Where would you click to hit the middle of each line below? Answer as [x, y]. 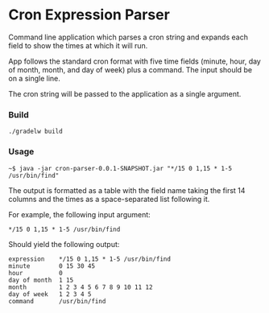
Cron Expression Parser [89, 15]
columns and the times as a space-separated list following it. [109, 199]
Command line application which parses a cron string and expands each [128, 37]
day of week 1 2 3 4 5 [50, 294]
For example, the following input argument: [79, 214]
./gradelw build [35, 132]
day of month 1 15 [41, 280]
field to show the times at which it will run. [78, 45]
